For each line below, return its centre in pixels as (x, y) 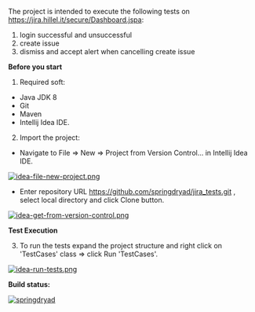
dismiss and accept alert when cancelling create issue (107, 51)
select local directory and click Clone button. (92, 200)
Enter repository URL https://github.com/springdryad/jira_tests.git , (127, 191)
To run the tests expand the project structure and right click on (120, 246)
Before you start (35, 67)
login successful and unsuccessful (75, 35)
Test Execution (33, 230)
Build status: (29, 284)
